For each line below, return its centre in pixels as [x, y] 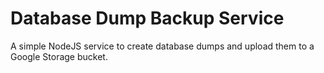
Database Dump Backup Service [147, 18]
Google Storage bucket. [59, 56]
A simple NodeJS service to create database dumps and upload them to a [162, 46]
